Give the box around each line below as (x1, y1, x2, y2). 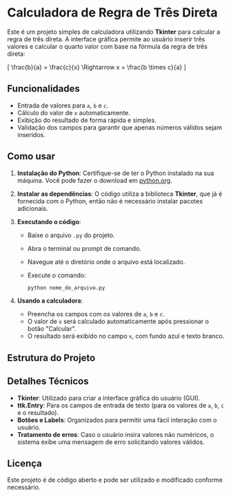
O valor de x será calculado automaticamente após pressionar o (27, 317, 209, 325)
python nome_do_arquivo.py (27, 284, 106, 291)
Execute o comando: (27, 271, 86, 279)
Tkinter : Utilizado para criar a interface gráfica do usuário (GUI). (17, 394, 201, 402)
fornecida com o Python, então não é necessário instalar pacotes (17, 196, 203, 205)
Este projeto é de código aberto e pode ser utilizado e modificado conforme (7, 476, 223, 484)
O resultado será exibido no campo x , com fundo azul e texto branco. (27, 332, 225, 341)
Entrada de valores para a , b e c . (17, 101, 109, 110)
